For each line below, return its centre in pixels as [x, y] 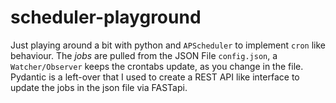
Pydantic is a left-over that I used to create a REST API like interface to [155, 77]
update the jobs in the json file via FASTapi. [99, 87]
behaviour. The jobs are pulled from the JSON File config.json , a [144, 55]
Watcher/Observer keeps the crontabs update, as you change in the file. [157, 66]
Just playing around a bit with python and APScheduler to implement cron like [168, 45]
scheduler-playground [106, 17]
